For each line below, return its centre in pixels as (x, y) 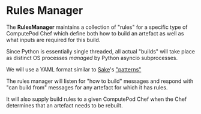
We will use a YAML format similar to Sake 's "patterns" (74, 69)
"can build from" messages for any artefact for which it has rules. (87, 87)
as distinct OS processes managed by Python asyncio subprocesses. (92, 58)
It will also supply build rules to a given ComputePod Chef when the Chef (97, 99)
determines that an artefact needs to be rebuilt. (64, 105)
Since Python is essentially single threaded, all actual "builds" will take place (100, 51)
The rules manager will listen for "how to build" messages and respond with (100, 81)
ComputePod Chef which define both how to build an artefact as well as (95, 33)
